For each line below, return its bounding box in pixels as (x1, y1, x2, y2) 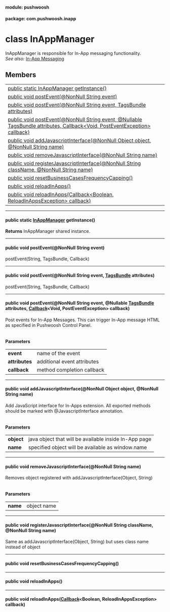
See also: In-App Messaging (5, 56, 64, 62)
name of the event (37, 350, 80, 357)
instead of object (5, 544, 40, 550)
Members (5, 70, 36, 79)
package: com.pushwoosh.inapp (5, 16, 76, 22)
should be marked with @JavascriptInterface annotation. (5, 408, 124, 414)
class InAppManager (5, 34, 95, 45)
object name (26, 502, 57, 509)
